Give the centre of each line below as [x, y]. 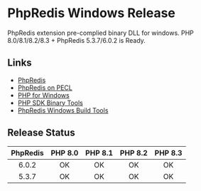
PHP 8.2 [134, 153]
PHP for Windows [43, 95]
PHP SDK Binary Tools [50, 103]
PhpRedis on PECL [45, 88]
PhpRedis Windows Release [92, 13]
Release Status [42, 133]
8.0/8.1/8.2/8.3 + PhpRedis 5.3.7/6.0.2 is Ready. [76, 40]
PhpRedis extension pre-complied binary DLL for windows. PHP [101, 33]
